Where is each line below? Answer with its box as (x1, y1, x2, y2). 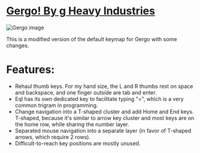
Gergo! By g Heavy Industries (6, 4, 156, 18)
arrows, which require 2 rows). (14, 133, 91, 140)
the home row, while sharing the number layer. (14, 121, 130, 128)
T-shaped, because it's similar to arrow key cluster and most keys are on (14, 114, 195, 121)
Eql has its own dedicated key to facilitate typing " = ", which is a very (14, 95, 184, 102)
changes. (6, 42, 29, 49)
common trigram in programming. (14, 102, 98, 109)
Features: (6, 63, 55, 76)
